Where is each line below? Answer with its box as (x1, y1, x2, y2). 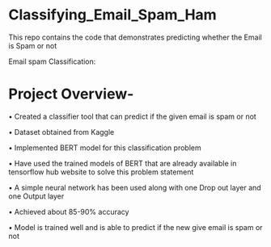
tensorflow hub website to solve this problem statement (8, 167, 194, 177)
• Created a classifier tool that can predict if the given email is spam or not (8, 111, 256, 121)
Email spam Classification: (8, 57, 96, 66)
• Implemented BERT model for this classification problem (8, 143, 201, 153)
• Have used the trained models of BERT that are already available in (8, 158, 237, 168)
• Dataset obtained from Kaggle (8, 127, 115, 136)
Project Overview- (8, 85, 134, 103)
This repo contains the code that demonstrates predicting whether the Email (8, 32, 263, 42)
